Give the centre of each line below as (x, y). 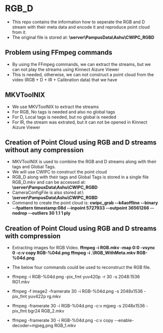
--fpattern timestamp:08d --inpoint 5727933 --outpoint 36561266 (81, 208)
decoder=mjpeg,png (33, 326)
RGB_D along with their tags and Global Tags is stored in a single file (80, 177)
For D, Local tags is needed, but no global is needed (64, 117)
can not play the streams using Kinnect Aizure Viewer (66, 69)
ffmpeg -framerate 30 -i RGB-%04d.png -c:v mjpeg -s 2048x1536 (78, 306)
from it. (19, 32)
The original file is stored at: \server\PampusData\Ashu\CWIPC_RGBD (83, 37)
